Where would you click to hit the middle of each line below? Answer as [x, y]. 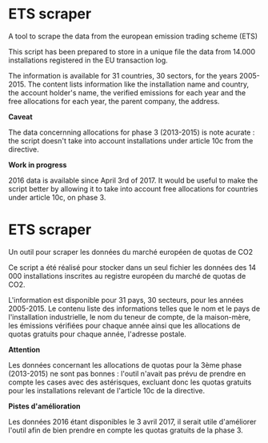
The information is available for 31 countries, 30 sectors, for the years [123, 75]
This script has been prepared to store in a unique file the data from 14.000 [132, 51]
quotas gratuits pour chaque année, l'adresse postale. [97, 334]
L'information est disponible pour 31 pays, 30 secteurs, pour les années [126, 300]
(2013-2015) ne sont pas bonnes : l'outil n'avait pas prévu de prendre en [127, 373]
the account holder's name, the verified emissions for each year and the [127, 92]
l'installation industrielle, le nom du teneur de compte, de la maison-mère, [130, 316]
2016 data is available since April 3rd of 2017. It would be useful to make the [133, 180]
